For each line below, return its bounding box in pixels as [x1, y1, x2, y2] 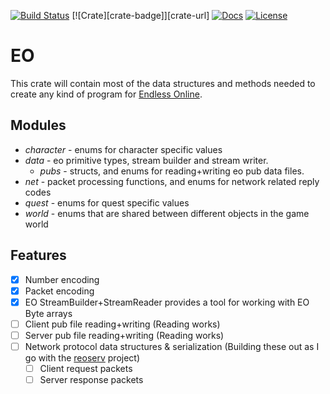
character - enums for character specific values [24, 143, 223, 155]
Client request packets [39, 362, 133, 374]
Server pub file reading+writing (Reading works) [24, 329, 225, 341]
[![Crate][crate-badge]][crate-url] [71, 10, 210, 21]
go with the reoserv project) [24, 351, 141, 364]
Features [10, 247, 67, 264]
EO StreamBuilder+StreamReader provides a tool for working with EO [24, 296, 310, 308]
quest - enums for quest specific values [24, 196, 190, 209]
